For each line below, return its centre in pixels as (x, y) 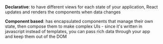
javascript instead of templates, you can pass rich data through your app (78, 31)
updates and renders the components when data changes (63, 12)
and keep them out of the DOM (36, 36)
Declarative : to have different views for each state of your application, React (81, 7)
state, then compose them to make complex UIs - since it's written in (74, 26)
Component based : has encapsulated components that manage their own (79, 21)
